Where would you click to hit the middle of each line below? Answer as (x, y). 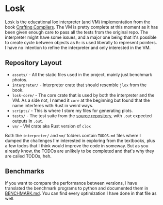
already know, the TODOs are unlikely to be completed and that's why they (80, 151)
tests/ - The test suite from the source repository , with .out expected (82, 116)
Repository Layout (33, 63)
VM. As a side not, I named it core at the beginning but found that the (81, 100)
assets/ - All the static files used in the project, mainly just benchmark (82, 74)
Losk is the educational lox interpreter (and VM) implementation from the (78, 22)
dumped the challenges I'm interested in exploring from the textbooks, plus (80, 141)
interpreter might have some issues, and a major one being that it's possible (81, 37)
